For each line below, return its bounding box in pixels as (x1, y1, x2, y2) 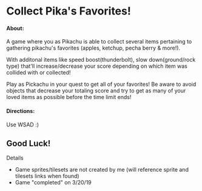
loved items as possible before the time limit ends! (6, 94, 132, 101)
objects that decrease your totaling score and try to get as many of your (6, 87, 186, 94)
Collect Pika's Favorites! (6, 4, 132, 18)
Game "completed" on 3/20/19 (15, 179, 92, 186)
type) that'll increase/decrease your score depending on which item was (6, 62, 188, 70)
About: (6, 24, 24, 31)
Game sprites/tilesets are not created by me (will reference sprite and (15, 166, 189, 173)
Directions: (6, 107, 35, 114)
